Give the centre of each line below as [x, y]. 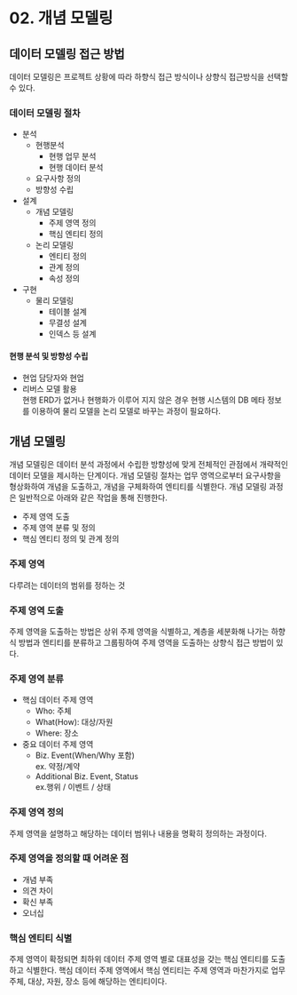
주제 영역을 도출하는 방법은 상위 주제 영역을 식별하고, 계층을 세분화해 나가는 [139, 631]
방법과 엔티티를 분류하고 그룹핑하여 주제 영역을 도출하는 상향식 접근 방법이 [146, 642]
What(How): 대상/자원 [74, 722]
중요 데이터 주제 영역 [58, 744]
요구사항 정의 [58, 179]
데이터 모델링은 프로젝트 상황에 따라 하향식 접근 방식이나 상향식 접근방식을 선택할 [149, 77]
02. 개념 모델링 [61, 18]
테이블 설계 [67, 312]
